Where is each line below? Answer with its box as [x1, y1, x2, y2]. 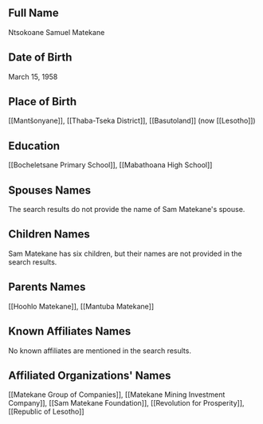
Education [8, 139, 61, 152]
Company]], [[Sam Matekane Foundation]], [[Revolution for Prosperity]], [8, 398, 245, 408]
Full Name [8, 6, 59, 20]
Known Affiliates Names [8, 324, 131, 338]
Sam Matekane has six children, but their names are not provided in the [8, 249, 242, 258]
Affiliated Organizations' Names [8, 368, 171, 382]
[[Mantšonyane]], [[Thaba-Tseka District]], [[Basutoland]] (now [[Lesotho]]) [8, 116, 257, 126]
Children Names [8, 227, 90, 241]
